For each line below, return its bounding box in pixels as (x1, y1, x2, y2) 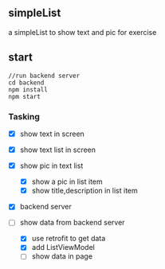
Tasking (8, 111, 40, 122)
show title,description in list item (31, 186, 138, 196)
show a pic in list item (31, 177, 104, 186)
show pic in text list (19, 161, 84, 170)
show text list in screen (19, 145, 96, 154)
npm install (8, 85, 48, 94)
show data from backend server (19, 218, 125, 228)
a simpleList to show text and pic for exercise (8, 27, 157, 37)
